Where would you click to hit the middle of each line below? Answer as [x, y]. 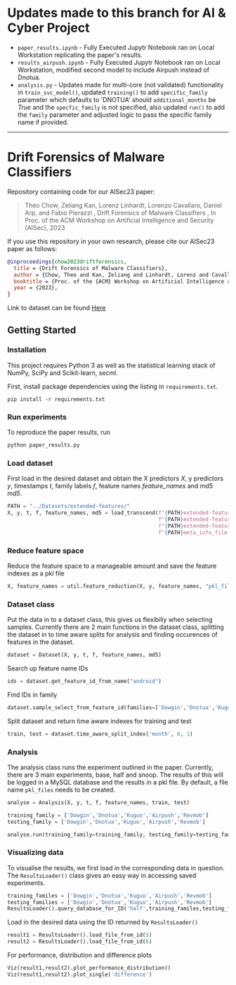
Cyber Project [48, 28]
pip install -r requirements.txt [56, 399]
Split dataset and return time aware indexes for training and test [99, 721]
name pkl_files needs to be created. [61, 789]
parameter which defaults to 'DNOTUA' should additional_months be [117, 99]
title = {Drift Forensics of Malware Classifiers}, [91, 268]
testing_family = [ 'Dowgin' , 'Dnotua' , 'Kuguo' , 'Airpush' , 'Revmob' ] [106, 822]
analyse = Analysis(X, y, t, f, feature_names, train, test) [99, 802]
